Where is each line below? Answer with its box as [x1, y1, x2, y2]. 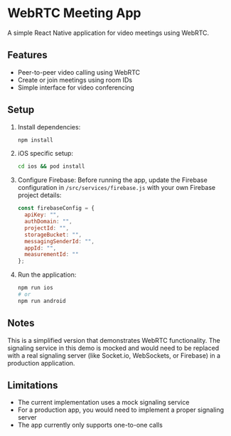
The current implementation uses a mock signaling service [17, 398, 190, 407]
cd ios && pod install [17, 163, 85, 170]
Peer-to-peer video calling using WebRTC [17, 68, 141, 76]
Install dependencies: [17, 122, 81, 131]
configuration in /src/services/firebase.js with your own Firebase [17, 184, 216, 192]
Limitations [7, 379, 58, 392]
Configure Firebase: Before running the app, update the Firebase [17, 176, 208, 184]
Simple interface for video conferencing [17, 83, 135, 92]
